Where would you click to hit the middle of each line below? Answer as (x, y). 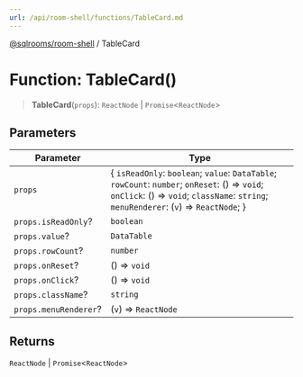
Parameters (43, 133)
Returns (32, 341)
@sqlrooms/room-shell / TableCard (75, 43)
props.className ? (51, 295)
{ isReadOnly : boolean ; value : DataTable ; (193, 174)
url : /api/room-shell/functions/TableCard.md (96, 18)
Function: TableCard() (93, 80)
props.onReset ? (46, 265)
